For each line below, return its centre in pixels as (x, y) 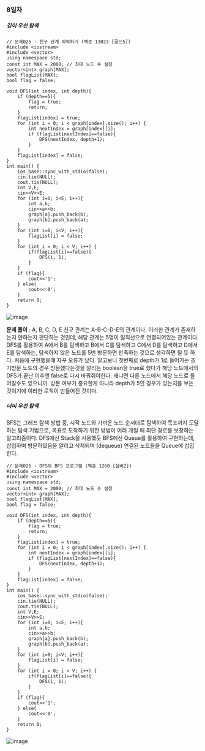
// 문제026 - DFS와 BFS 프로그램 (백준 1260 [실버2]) (69, 466)
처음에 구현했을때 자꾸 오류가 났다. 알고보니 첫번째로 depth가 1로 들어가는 (102, 360)
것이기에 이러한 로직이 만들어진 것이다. (52, 391)
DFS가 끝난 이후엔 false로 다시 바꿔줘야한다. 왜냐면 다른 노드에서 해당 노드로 (98, 375)
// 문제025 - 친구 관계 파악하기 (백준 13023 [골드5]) (69, 42)
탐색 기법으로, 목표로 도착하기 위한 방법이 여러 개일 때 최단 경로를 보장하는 (106, 430)
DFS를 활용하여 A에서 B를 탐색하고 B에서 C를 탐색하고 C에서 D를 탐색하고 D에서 (102, 345)
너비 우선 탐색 (22, 406)
